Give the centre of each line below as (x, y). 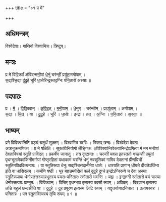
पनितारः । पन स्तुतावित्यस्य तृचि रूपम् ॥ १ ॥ (41, 194)
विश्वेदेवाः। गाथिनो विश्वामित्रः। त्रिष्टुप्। (36, 46)
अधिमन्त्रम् (17, 34)
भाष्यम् (12, 130)
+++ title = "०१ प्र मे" (25, 8)
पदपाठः (13, 96)
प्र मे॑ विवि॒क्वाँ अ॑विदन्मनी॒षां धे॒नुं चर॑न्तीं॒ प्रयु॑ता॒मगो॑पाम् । (45, 74)
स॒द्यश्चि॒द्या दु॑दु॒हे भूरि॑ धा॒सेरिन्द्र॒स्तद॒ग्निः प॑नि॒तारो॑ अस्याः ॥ (48, 80)
